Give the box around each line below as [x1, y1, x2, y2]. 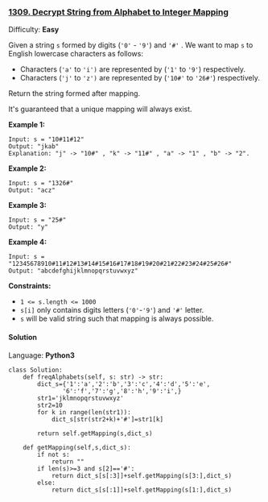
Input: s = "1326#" [8, 180, 74, 188]
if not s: [37, 450, 70, 458]
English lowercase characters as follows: [8, 49, 143, 59]
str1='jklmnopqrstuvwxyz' [37, 394, 125, 402]
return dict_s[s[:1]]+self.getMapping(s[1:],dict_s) [51, 486, 232, 494]
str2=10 [37, 401, 63, 409]
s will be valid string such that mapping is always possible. [19, 313, 214, 324]
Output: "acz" [8, 186, 56, 195]
